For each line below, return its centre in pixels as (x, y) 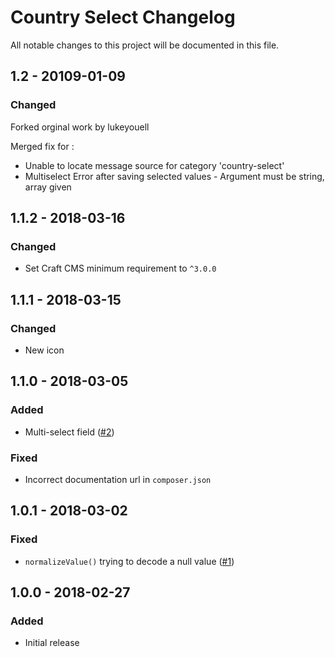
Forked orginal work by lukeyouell (80, 127)
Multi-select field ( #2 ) (69, 432)
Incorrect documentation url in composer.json (118, 479)
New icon (44, 350)
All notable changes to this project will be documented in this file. (145, 45)
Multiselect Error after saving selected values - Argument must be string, (174, 176)
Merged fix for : (42, 146)
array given (48, 187)
